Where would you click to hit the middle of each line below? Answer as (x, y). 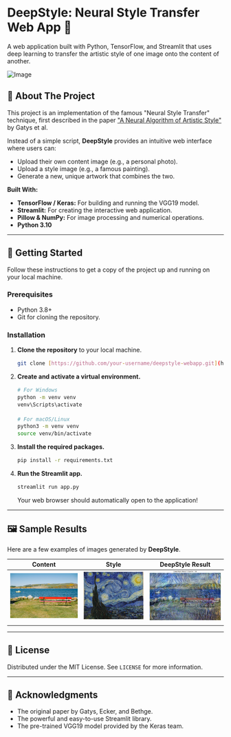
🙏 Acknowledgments (53, 695)
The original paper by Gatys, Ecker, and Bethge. (85, 711)
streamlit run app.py (48, 487)
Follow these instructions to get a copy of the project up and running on (109, 270)
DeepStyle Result (185, 565)
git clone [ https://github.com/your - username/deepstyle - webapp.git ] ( (119, 363)
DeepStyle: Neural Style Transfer (103, 13)
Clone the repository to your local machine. (79, 350)
